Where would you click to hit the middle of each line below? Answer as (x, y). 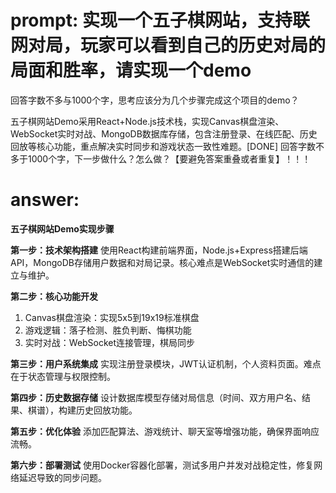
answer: (45, 200)
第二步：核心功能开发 (54, 296)
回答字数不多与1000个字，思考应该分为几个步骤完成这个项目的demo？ (155, 100)
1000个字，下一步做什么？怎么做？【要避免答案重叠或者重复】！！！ (169, 158)
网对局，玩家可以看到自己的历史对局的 (168, 45)
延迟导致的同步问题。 (62, 477)
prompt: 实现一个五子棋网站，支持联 (160, 20)
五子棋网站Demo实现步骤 (62, 228)
